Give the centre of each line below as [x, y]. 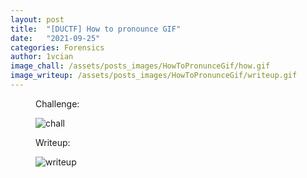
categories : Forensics [57, 47]
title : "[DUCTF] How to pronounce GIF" [96, 29]
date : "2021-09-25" [55, 38]
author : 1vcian [42, 57]
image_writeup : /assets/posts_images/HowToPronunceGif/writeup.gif [154, 76]
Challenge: [57, 103]
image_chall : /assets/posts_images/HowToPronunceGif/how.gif [140, 66]
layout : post [37, 19]
